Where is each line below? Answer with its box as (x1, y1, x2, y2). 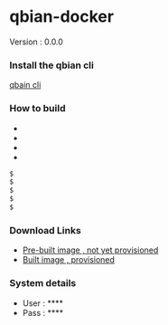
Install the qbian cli (9, 59, 95, 72)
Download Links (9, 224, 81, 236)
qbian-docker (9, 6, 115, 27)
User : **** (22, 297, 63, 309)
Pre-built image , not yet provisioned (22, 244, 159, 255)
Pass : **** (22, 307, 64, 318)
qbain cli (9, 80, 42, 91)
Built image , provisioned (22, 254, 116, 265)
